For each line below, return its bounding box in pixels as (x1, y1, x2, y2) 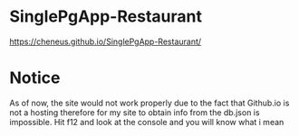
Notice (9, 68, 61, 88)
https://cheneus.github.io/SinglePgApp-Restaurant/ (9, 36, 202, 47)
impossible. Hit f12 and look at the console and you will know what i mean (9, 116, 285, 127)
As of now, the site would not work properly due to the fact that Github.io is (9, 97, 290, 108)
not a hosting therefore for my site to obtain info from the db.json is (9, 106, 260, 118)
